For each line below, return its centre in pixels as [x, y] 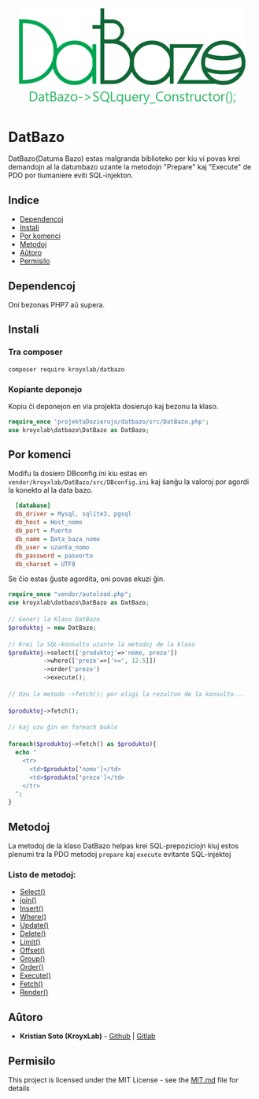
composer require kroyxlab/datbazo [67, 369]
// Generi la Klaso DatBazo [54, 620]
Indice [24, 200]
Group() [32, 959]
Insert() [31, 909]
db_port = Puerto [44, 531]
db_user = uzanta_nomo [52, 547]
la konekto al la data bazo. [50, 490]
